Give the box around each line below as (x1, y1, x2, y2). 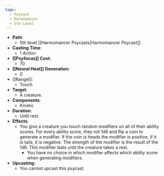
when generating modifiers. (27, 155, 83, 161)
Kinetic (19, 103, 34, 108)
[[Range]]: (12, 76, 33, 82)
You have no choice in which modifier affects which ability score (27, 150, 158, 156)
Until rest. (19, 113, 39, 119)
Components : (12, 97, 41, 104)
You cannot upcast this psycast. (19, 166, 85, 172)
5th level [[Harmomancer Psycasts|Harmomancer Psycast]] (19, 40, 141, 46)
